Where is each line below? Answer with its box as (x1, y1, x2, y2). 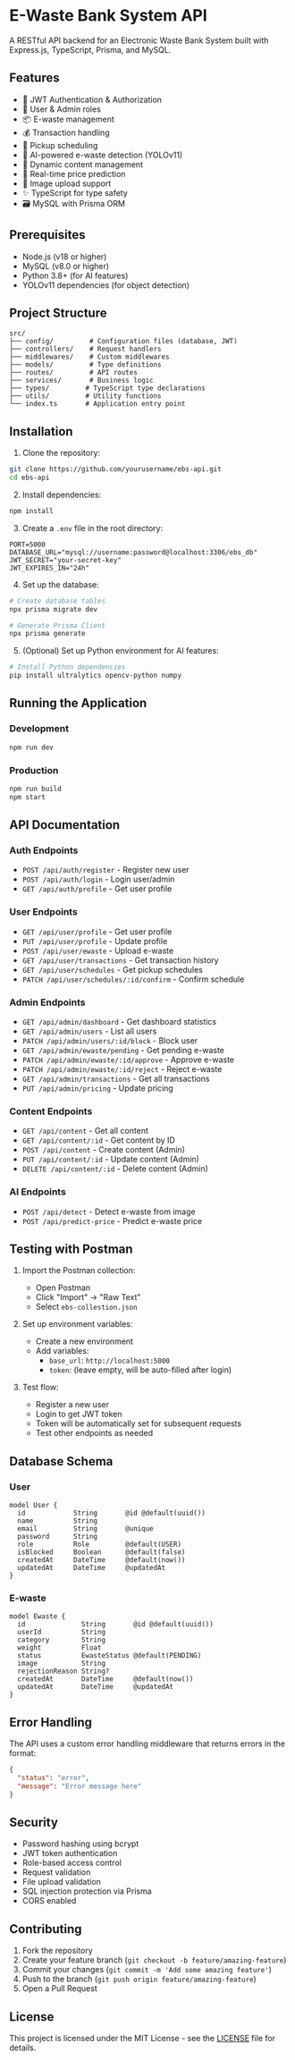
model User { (9, 1501, 58, 1510)
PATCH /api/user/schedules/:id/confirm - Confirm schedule (21, 974, 245, 984)
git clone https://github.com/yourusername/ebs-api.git (9, 465, 222, 474)
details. (9, 2042, 37, 2053)
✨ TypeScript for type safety (21, 187, 128, 198)
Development (9, 722, 70, 735)
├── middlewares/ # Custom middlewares (9, 352, 170, 362)
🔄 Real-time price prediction (21, 168, 126, 179)
